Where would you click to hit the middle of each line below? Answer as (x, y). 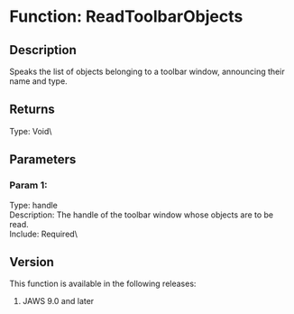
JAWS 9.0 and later (58, 301)
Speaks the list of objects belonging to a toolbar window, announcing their (147, 71)
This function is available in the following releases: (103, 284)
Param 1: (28, 185)
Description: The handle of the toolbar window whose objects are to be (142, 215)
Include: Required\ (44, 234)
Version (32, 262)
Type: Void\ (31, 131)
